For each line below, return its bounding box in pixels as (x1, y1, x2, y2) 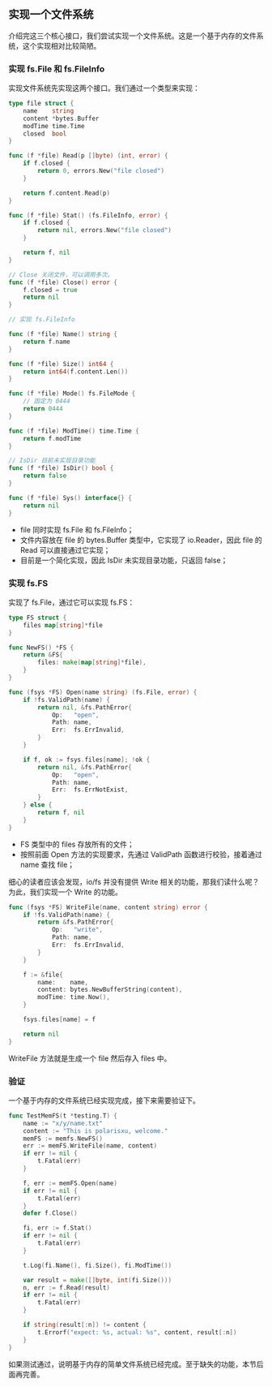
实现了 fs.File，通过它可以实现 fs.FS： (8, 597, 135, 607)
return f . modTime (23, 434, 82, 442)
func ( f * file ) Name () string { (8, 330, 117, 338)
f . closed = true (23, 286, 79, 294)
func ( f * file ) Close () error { (8, 278, 117, 286)
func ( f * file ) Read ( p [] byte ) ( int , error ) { (8, 152, 168, 160)
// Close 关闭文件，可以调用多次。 (8, 270, 114, 278)
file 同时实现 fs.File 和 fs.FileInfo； (19, 524, 134, 534)
